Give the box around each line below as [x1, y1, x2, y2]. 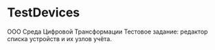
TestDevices [7, 5, 80, 21]
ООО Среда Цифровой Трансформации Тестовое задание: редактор [7, 27, 208, 36]
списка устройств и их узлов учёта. [7, 34, 112, 42]
